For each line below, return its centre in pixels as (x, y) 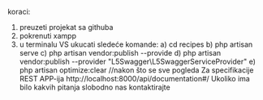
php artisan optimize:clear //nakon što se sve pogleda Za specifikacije (136, 70)
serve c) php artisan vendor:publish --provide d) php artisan (120, 53)
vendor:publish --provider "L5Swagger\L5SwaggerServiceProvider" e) (138, 61)
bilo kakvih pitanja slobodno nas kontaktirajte (95, 87)
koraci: (19, 12)
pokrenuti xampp (48, 36)
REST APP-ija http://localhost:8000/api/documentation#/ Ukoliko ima (135, 79)
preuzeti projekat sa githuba (66, 27)
